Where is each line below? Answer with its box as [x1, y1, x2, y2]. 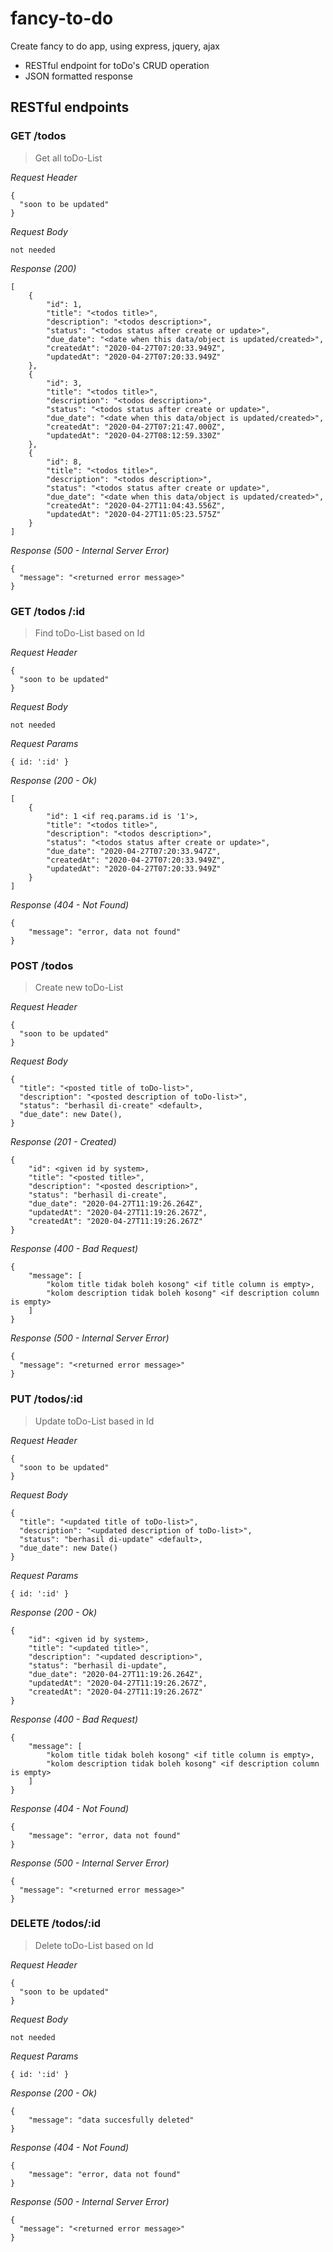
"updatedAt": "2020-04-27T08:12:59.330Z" [46, 430, 222, 441]
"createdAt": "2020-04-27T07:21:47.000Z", [46, 422, 226, 432]
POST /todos [10, 958, 74, 972]
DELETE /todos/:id [10, 1917, 101, 1931]
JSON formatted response [24, 70, 133, 82]
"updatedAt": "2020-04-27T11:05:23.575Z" [46, 509, 222, 519]
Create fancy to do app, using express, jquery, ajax [10, 40, 220, 52]
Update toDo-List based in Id [34, 1415, 155, 1427]
